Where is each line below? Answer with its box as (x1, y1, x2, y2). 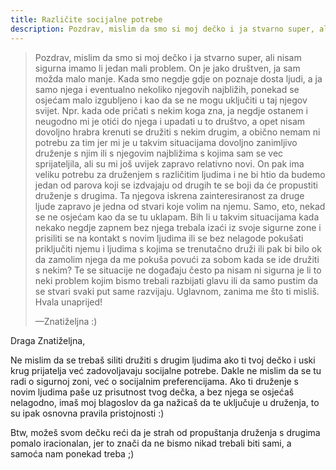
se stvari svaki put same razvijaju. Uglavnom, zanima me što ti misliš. (34, 285, 320, 297)
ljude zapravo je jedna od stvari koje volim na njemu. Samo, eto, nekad (34, 200, 326, 212)
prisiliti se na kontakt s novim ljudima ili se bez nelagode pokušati (34, 232, 304, 244)
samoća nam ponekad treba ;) (10, 447, 135, 460)
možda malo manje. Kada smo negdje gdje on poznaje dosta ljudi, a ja (34, 72, 323, 85)
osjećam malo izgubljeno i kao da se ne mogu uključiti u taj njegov (34, 94, 308, 106)
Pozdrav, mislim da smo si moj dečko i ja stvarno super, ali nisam (34, 51, 302, 63)
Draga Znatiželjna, (10, 334, 86, 346)
